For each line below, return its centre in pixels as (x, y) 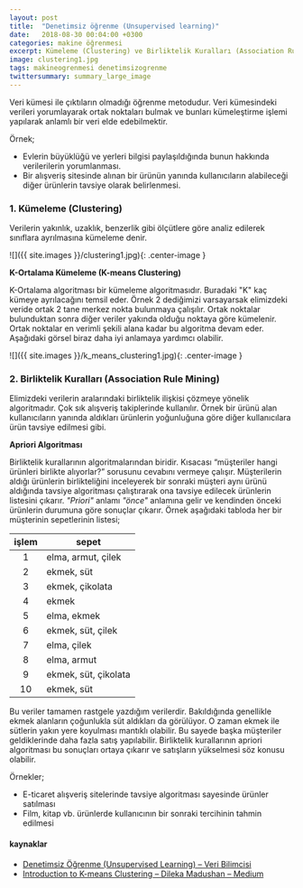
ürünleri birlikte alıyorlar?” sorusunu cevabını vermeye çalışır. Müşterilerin (146, 472)
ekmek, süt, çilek (82, 631)
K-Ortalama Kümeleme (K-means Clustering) (96, 273)
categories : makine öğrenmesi (66, 43)
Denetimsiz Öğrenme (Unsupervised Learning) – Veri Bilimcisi (137, 864)
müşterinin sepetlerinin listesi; (65, 520)
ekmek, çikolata (79, 587)
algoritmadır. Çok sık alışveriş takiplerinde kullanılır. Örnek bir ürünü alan (143, 408)
